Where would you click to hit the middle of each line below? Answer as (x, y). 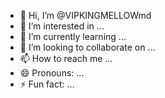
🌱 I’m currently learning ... (73, 36)
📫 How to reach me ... (66, 58)
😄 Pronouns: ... (52, 73)
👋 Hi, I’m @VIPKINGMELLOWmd (85, 15)
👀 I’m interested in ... (62, 26)
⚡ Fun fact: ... (47, 84)
